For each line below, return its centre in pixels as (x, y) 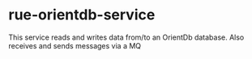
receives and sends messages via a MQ (75, 45)
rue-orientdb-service (82, 15)
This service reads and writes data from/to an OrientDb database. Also (126, 37)
